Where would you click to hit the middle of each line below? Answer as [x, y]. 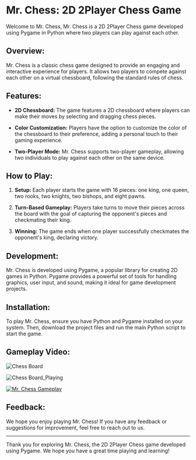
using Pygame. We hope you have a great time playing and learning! [88, 451]
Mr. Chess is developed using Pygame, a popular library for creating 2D [92, 270]
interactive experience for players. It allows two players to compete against [96, 71]
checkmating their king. [43, 220]
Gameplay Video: [38, 352]
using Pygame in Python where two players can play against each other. [93, 32]
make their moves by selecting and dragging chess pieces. [85, 116]
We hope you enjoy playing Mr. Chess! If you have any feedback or [87, 421]
